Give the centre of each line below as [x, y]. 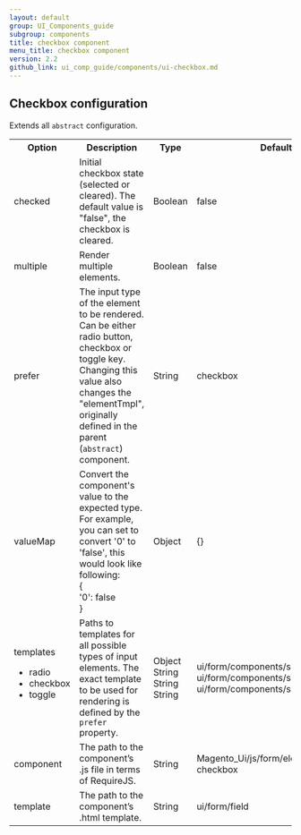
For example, [107, 518]
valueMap [34, 541]
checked [32, 200]
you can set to [109, 530]
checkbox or [106, 347]
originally [99, 414]
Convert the [104, 473]
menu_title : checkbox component [69, 51]
